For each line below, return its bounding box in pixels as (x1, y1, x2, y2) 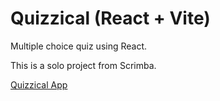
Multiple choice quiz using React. (10, 40, 148, 52)
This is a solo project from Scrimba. (10, 59, 157, 71)
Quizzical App (10, 78, 68, 91)
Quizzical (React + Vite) (10, 7, 211, 30)
